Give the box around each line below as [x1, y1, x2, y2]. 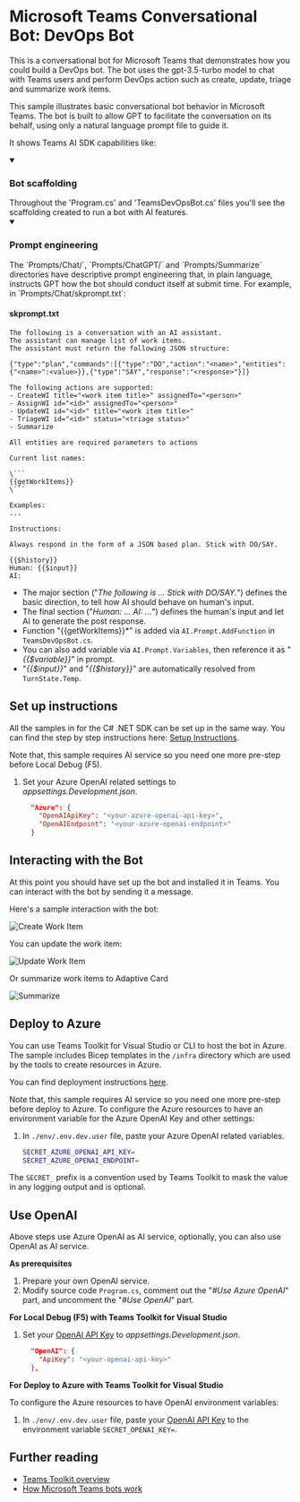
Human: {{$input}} [9, 563, 78, 573]
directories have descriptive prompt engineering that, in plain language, [9, 269, 273, 280]
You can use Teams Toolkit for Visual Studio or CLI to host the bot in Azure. [9, 1040, 287, 1050]
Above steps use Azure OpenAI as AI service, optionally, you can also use [9, 1231, 282, 1242]
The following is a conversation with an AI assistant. [9, 328, 222, 337]
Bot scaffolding [9, 177, 78, 189]
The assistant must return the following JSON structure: [9, 343, 230, 353]
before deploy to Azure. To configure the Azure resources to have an [9, 1103, 263, 1114]
